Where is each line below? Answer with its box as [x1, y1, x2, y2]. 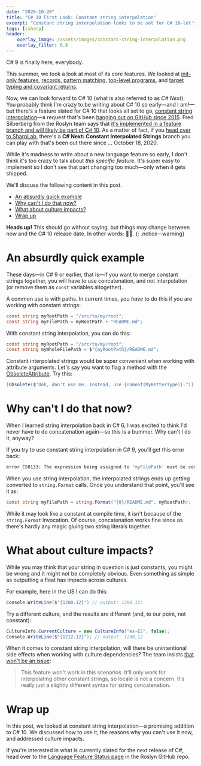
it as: [6, 488, 19, 495]
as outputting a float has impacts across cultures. [6, 576, 128, 583]
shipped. [6, 169, 28, 177]
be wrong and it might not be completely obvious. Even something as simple [6, 570, 194, 577]
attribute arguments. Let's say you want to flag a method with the [6, 364, 167, 371]
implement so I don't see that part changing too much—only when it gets [6, 163, 186, 171]
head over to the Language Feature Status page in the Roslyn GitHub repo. [6, 753, 190, 761]
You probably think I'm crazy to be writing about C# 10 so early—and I [6, 101, 179, 108]
